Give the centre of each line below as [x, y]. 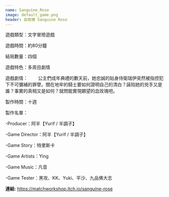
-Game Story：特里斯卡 [30, 145]
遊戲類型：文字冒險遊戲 [30, 35]
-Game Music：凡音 [26, 167]
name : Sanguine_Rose [27, 10]
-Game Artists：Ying [27, 156]
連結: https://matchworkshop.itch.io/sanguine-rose [59, 189]
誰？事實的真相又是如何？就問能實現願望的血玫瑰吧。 [61, 91]
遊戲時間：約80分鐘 [26, 46]
